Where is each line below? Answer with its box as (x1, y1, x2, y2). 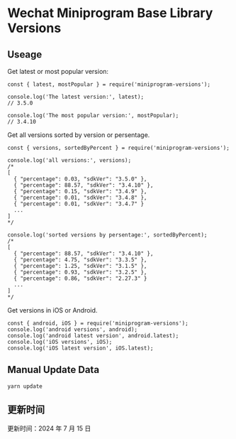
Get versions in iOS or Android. (7, 306, 98, 314)
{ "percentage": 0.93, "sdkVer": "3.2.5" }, (13, 269, 147, 276)
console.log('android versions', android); (7, 326, 138, 333)
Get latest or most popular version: (7, 67, 108, 75)
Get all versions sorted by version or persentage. (7, 131, 150, 139)
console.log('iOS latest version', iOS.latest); (7, 345, 154, 352)
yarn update (7, 382, 43, 390)
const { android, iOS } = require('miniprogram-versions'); (7, 320, 189, 327)
